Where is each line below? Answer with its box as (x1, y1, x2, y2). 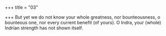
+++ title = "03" (5, 5, 38, 10)
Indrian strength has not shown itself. (5, 25, 83, 31)
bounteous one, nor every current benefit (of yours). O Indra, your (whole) (5, 20, 161, 25)
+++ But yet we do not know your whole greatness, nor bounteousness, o (5, 14, 161, 20)
